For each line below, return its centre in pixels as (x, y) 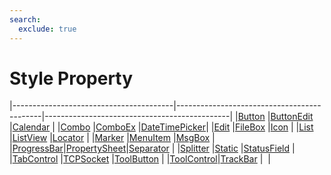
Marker (109, 138)
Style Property (71, 78)
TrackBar (239, 159)
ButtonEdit (292, 117)
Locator (68, 138)
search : (25, 19)
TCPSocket (86, 159)
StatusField (267, 148)
